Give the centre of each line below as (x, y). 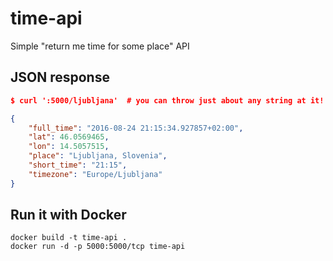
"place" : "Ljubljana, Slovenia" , (98, 156)
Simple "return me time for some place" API (100, 46)
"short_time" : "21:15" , (78, 165)
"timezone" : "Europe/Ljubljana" (95, 174)
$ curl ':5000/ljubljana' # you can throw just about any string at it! (167, 100)
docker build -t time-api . (69, 238)
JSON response (60, 77)
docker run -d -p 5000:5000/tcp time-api (98, 247)
